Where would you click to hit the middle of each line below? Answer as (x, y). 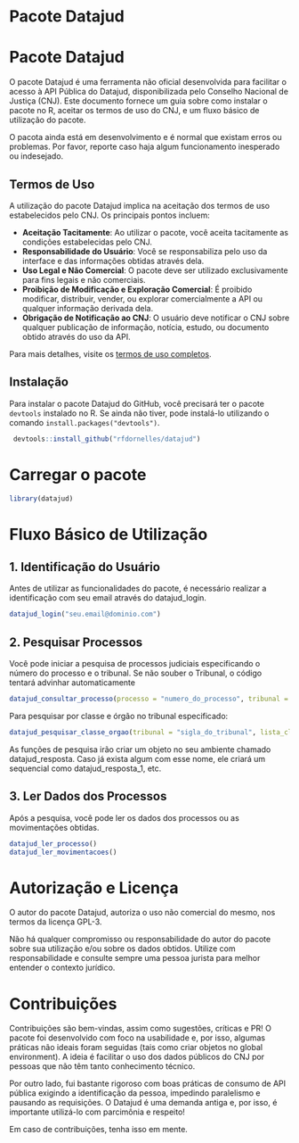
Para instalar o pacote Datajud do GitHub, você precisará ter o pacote (137, 403)
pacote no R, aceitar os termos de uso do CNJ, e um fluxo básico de (134, 111)
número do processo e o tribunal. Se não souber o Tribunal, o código (136, 673)
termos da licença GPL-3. (56, 922)
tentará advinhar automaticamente (73, 683)
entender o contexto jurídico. (62, 968)
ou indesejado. (36, 156)
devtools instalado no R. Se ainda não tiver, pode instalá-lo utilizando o (139, 413)
